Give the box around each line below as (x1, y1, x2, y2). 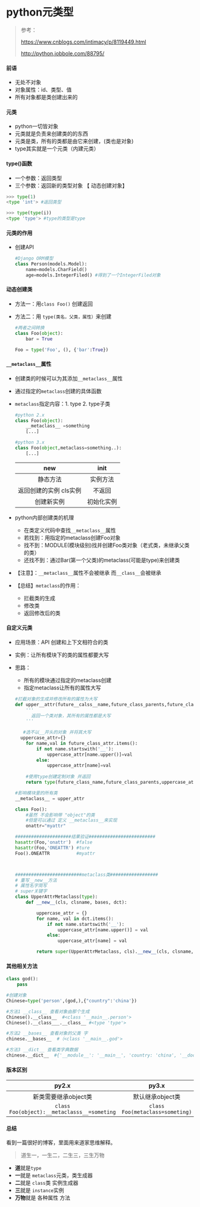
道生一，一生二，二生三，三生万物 (20, 1151, 105, 1159)
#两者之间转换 (14, 325, 45, 331)
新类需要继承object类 (32, 1093, 92, 1101)
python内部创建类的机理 (14, 514, 74, 521)
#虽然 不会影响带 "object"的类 (26, 812, 95, 818)
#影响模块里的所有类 (14, 790, 58, 796)
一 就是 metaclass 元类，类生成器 (14, 1172, 93, 1179)
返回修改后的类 (23, 609, 61, 617)
